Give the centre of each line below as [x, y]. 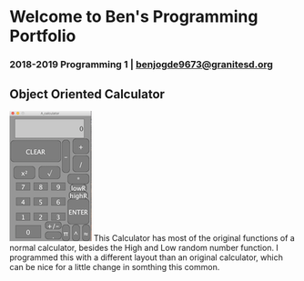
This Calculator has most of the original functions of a [194, 237]
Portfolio [43, 36]
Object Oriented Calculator [87, 94]
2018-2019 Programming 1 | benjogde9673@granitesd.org [141, 65]
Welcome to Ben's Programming [134, 17]
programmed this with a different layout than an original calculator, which [147, 257]
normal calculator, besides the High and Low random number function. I [144, 247]
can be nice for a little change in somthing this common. [115, 266]
